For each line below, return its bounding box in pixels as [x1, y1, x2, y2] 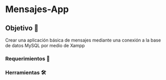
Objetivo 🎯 [5, 24, 39, 32]
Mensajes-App [5, 4, 69, 15]
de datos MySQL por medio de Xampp [5, 43, 85, 49]
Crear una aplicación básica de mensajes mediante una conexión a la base [5, 37, 161, 43]
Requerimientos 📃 [5, 55, 50, 62]
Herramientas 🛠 [5, 69, 47, 76]
